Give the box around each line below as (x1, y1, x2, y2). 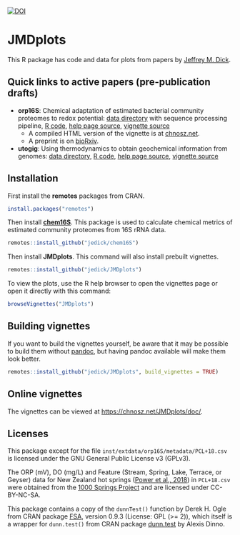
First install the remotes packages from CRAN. (7, 191, 145, 200)
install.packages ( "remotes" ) (7, 205, 94, 212)
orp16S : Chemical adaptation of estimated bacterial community (17, 106, 204, 114)
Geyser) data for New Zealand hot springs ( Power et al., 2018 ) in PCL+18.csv (7, 476, 231, 484)
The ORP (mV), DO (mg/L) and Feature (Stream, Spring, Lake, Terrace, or (7, 468, 222, 476)
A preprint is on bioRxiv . (28, 136, 99, 145)
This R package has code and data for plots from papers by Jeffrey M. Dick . (7, 55, 231, 64)
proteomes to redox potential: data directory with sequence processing (17, 114, 227, 122)
